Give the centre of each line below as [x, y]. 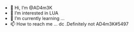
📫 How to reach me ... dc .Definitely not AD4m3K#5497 [69, 24]
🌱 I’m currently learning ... [37, 18]
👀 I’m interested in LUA [34, 13]
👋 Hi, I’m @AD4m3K [31, 8]
